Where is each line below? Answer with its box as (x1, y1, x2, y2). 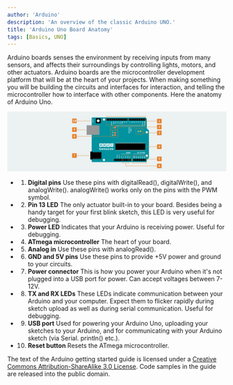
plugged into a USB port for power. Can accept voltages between (27, 275, 216, 283)
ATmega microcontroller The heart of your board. (27, 238, 172, 246)
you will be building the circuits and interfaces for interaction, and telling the (7, 83, 225, 91)
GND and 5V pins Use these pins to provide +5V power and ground (27, 252, 221, 261)
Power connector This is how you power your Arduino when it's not (27, 267, 223, 275)
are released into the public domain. (7, 370, 111, 378)
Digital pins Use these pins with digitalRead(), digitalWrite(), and (27, 179, 212, 187)
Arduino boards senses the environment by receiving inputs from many (7, 53, 211, 62)
